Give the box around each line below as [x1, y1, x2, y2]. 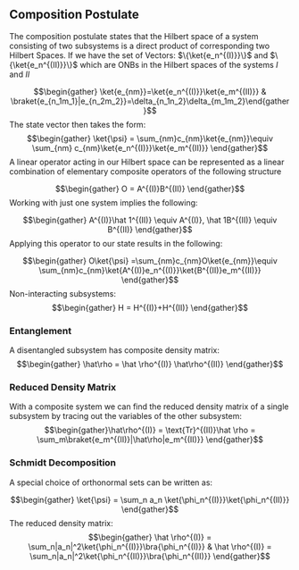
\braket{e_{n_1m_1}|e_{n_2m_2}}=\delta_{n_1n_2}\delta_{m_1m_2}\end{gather [10, 96, 290, 106]
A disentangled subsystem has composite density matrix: [9, 345, 220, 356]
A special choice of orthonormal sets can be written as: [9, 477, 212, 488]
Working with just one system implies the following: [9, 197, 198, 208]
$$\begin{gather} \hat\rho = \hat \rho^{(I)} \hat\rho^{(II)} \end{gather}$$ [16, 359, 284, 370]
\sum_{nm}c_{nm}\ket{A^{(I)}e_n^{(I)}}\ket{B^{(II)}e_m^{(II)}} [38, 264, 262, 275]
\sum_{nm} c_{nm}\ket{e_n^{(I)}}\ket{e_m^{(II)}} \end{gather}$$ [31, 142, 269, 153]
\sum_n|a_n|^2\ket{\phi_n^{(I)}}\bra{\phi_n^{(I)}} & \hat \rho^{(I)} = [28, 541, 272, 552]
